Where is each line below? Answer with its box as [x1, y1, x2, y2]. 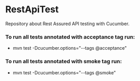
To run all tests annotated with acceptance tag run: [5, 33, 135, 40]
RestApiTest [5, 4, 59, 15]
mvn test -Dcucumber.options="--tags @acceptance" [12, 45, 127, 51]
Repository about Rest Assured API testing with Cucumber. [5, 21, 130, 27]
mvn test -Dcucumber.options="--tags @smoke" [12, 69, 116, 75]
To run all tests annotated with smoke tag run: [5, 58, 122, 65]
